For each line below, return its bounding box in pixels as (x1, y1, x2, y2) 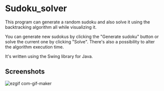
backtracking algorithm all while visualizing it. (5, 24, 97, 30)
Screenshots (5, 68, 45, 76)
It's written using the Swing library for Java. (5, 53, 93, 59)
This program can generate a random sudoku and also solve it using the (5, 19, 150, 25)
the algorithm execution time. (5, 44, 64, 50)
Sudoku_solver (5, 3, 67, 14)
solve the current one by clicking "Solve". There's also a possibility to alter (5, 38, 155, 44)
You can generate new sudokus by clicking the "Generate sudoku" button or (5, 34, 159, 39)
